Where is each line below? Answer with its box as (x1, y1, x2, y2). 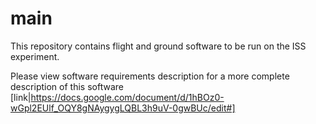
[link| (10, 91, 32, 103)
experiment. (10, 50, 60, 62)
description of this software (10, 80, 124, 92)
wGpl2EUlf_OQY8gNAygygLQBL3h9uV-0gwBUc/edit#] (10, 102, 236, 114)
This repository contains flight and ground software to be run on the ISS (10, 40, 307, 52)
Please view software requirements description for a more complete (10, 70, 290, 82)
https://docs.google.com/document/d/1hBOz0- (30, 91, 225, 103)
